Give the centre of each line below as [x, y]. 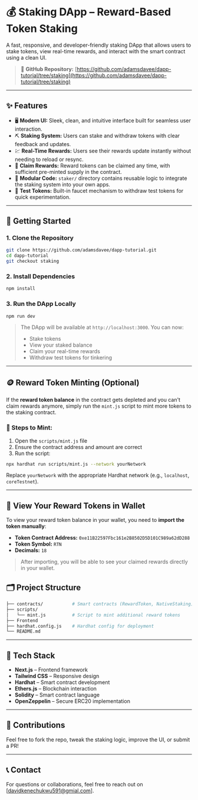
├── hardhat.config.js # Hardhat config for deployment [80, 626]
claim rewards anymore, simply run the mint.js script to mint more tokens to [99, 406]
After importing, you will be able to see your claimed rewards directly [104, 562]
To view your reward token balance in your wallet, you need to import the [95, 520]
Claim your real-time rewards [65, 351]
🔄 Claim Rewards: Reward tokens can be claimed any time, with [92, 165]
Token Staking [42, 29]
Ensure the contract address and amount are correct [78, 447]
